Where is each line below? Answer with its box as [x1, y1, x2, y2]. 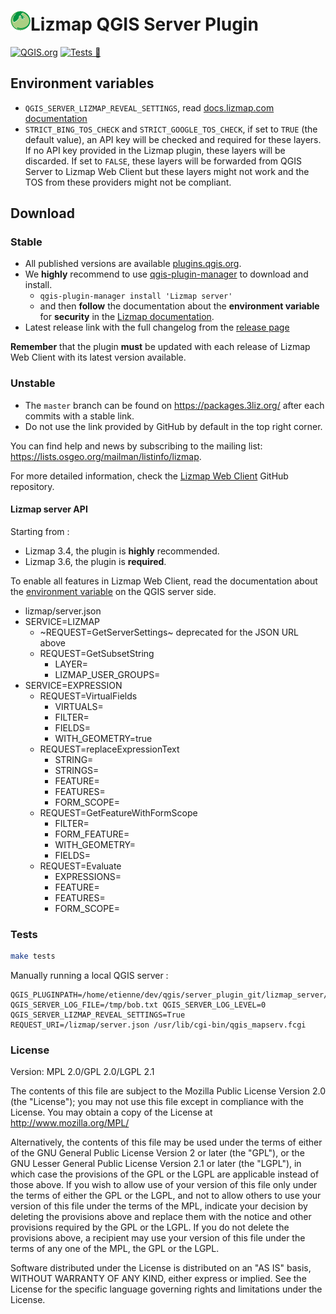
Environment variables [10, 75, 155, 92]
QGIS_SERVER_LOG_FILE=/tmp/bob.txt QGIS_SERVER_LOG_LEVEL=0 [10, 1000, 267, 1010]
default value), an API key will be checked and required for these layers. [24, 133, 322, 145]
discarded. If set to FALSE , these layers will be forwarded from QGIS [24, 155, 302, 167]
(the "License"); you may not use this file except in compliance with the [10, 1096, 304, 1108]
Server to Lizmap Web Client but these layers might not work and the [24, 165, 310, 177]
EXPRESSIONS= [54, 870, 122, 882]
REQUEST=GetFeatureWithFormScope [39, 806, 198, 819]
